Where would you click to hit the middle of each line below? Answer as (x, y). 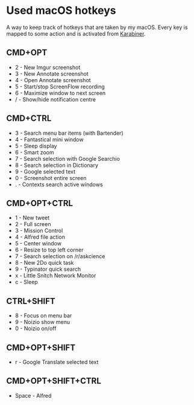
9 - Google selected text (45, 171)
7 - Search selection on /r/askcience (60, 256)
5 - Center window (38, 244)
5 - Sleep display (36, 146)
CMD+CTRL (29, 118)
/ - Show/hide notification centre (55, 99)
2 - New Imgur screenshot (48, 67)
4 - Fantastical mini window (49, 139)
